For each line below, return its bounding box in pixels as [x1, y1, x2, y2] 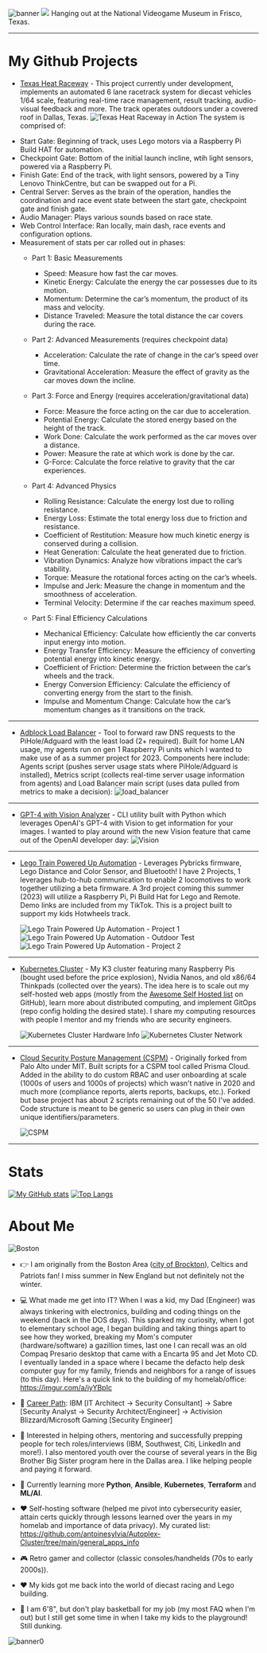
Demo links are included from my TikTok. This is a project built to [19, 900, 233, 910]
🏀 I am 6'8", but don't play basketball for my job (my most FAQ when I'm [19, 1604, 256, 1613]
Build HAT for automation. [19, 144, 105, 154]
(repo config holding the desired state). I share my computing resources [19, 1006, 256, 1016]
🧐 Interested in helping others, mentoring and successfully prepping [19, 1430, 243, 1440]
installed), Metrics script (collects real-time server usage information [19, 770, 245, 779]
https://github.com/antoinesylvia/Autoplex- [19, 1529, 161, 1538]
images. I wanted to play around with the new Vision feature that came [19, 826, 251, 836]
